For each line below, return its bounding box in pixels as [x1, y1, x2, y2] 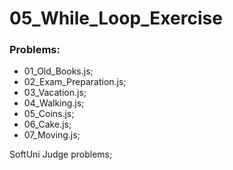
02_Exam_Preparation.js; [23, 76, 127, 88]
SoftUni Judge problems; [9, 148, 113, 161]
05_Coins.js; [23, 108, 75, 120]
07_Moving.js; [23, 129, 81, 141]
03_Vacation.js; [23, 87, 87, 99]
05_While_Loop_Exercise [9, 7, 223, 30]
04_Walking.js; [23, 97, 85, 109]
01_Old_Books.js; [23, 65, 94, 77]
